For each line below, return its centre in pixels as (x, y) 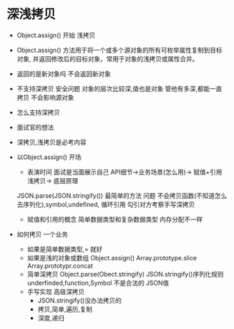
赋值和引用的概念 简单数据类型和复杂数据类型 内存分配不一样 (115, 219)
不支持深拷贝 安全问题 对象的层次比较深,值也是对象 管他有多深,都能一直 (119, 88)
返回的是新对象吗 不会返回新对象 (64, 74)
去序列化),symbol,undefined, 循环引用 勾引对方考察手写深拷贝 (106, 204)
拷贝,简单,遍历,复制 (65, 309)
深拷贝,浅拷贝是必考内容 (51, 142)
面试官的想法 (35, 127)
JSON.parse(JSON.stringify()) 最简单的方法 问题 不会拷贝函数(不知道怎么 (122, 195)
